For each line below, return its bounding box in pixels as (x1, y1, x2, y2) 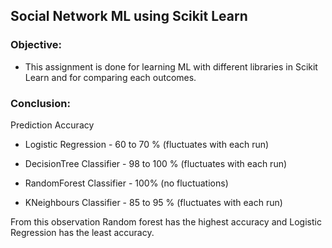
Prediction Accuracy (10, 119, 95, 131)
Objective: (10, 38, 62, 52)
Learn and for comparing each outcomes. (24, 71, 197, 83)
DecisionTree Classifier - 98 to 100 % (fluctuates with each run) (24, 157, 288, 169)
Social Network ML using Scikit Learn (10, 8, 248, 25)
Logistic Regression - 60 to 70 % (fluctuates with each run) (24, 138, 270, 150)
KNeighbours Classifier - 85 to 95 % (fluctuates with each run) (24, 196, 283, 208)
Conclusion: (10, 96, 71, 110)
